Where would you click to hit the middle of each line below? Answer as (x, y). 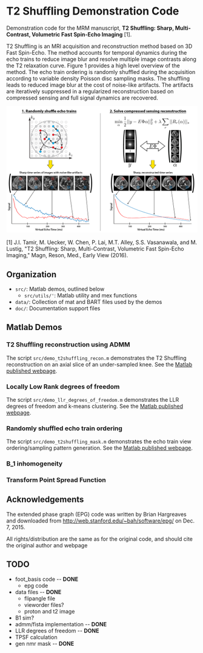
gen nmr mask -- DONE (45, 643)
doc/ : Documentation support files (58, 308)
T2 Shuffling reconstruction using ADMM (68, 345)
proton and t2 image (49, 611)
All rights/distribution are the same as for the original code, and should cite (99, 539)
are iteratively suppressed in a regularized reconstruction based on (90, 91)
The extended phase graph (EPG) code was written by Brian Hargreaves (96, 514)
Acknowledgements (45, 500)
